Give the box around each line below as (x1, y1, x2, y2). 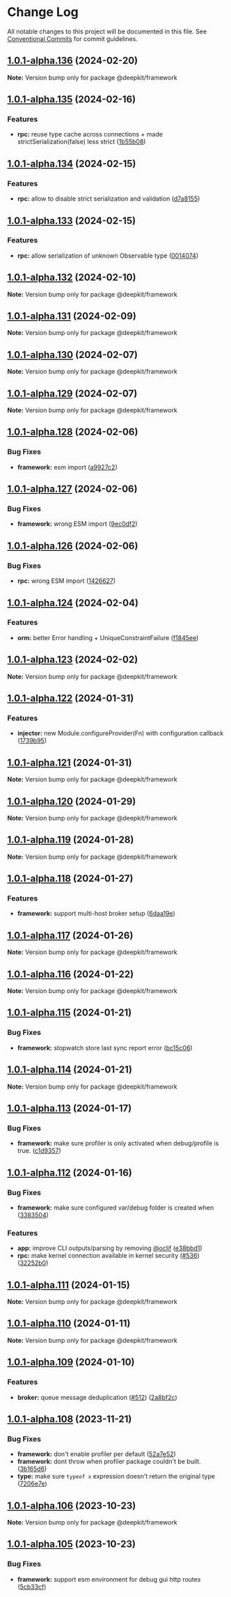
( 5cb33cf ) (17, 1582, 47, 1591)
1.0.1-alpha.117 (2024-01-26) (7, 929, 134, 941)
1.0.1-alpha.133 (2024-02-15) (7, 215, 136, 226)
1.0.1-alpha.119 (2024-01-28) (7, 834, 134, 846)
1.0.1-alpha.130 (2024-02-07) (7, 349, 138, 361)
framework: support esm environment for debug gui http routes (17, 1575, 201, 1583)
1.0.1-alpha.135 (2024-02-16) (7, 93, 136, 105)
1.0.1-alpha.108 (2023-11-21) (7, 1413, 132, 1425)
